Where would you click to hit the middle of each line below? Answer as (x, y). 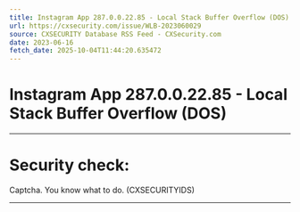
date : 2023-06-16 (42, 42)
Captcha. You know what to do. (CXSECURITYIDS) (102, 190)
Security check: (70, 165)
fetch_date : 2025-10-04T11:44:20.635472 (86, 51)
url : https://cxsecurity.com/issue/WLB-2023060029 (105, 26)
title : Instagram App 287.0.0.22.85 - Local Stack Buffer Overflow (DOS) (150, 17)
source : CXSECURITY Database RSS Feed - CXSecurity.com (115, 34)
